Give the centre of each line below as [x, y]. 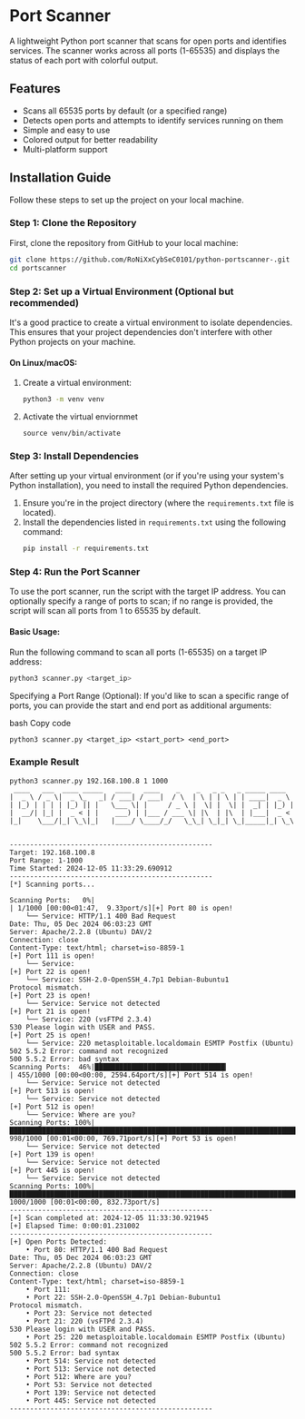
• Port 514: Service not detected [91, 1361]
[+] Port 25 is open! [50, 1035]
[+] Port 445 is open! [52, 1170]
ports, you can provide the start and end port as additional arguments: [141, 705]
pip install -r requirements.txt [86, 549]
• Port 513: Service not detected [91, 1369]
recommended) [44, 302]
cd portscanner [38, 268]
